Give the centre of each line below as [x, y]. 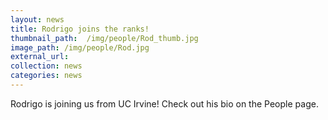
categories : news [46, 76]
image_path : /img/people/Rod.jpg [80, 47]
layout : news [37, 19]
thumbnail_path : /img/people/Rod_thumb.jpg [104, 38]
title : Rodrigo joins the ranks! [80, 29]
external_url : [40, 57]
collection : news [46, 66]
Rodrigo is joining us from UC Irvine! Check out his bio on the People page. [164, 103]
